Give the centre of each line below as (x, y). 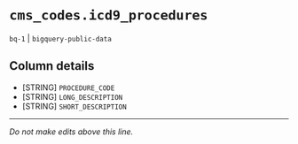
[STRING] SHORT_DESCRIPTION (74, 106)
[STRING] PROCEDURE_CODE (68, 87)
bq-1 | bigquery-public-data (61, 38)
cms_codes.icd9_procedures (109, 15)
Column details (52, 66)
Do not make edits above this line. (71, 132)
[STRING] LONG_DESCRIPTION (72, 96)
